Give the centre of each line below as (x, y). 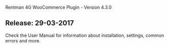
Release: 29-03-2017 (40, 23)
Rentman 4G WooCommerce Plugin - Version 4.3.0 (59, 7)
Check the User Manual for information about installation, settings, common (85, 35)
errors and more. (23, 40)
